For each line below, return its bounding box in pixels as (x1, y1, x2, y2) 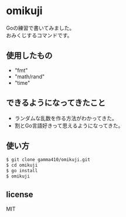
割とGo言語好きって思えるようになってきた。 (14, 122, 121, 129)
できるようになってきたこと (6, 98, 105, 108)
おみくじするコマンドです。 (6, 31, 73, 39)
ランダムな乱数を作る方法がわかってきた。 (14, 114, 117, 121)
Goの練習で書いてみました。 (6, 24, 75, 31)
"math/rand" (14, 73, 45, 80)
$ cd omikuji (6, 162, 38, 169)
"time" (14, 79, 30, 86)
